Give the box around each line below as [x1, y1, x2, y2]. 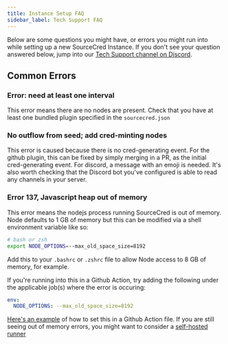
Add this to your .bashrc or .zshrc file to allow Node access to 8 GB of [7, 255, 207, 264]
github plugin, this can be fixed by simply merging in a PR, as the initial [7, 153, 207, 162]
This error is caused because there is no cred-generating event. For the [7, 146, 210, 155]
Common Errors [7, 69, 77, 81]
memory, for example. [7, 262, 69, 270]
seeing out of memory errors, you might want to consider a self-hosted [7, 323, 208, 331]
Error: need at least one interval [7, 90, 115, 100]
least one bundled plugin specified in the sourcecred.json [7, 114, 170, 122]
